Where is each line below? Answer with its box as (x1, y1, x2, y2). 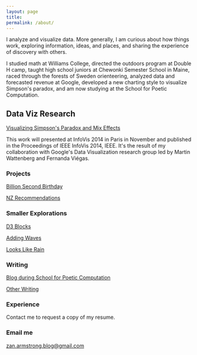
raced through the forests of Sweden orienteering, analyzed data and (6, 72, 175, 80)
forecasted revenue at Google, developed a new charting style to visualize (6, 79, 188, 86)
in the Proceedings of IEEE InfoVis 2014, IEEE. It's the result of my (6, 142, 166, 149)
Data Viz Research (6, 108, 76, 119)
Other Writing (6, 286, 39, 293)
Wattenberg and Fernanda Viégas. (6, 155, 90, 162)
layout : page (6, 8, 38, 15)
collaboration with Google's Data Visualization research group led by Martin (6, 149, 190, 156)
